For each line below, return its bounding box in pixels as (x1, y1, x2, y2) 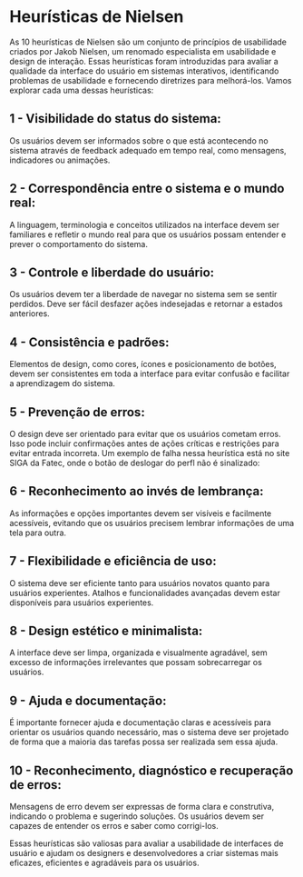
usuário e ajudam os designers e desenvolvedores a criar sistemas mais (9, 848, 279, 859)
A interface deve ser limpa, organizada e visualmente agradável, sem (9, 647, 268, 658)
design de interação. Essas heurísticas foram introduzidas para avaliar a (9, 55, 279, 66)
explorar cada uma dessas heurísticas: (9, 85, 154, 95)
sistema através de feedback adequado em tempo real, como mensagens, (9, 145, 288, 155)
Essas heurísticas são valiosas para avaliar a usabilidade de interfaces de (9, 838, 284, 849)
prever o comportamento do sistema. (9, 238, 148, 249)
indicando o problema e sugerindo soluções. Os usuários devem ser (9, 811, 265, 822)
